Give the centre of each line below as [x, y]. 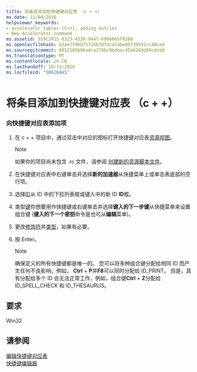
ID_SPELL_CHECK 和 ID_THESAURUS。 [62, 286]
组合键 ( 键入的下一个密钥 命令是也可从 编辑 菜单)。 [74, 214]
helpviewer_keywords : [33, 23]
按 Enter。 [27, 239]
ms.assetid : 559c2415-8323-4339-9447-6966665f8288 [70, 39]
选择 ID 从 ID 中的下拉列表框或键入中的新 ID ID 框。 [74, 194]
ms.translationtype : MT [35, 56]
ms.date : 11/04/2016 [32, 17]
